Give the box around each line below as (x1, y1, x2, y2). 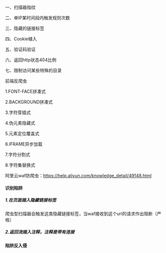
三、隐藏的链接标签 (5, 25, 45, 31)
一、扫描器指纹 (5, 4, 36, 10)
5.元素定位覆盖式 (5, 131, 40, 136)
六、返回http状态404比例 (5, 57, 56, 63)
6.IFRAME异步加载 (5, 141, 43, 147)
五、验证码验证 (5, 47, 36, 52)
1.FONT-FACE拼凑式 (5, 89, 46, 94)
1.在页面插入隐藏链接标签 (5, 197, 56, 203)
